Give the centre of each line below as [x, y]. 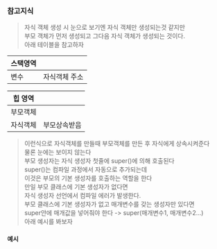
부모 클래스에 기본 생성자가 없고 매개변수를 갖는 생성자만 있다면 [109, 204]
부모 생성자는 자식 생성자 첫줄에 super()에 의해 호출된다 [99, 161]
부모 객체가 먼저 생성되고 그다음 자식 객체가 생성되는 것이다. [105, 36]
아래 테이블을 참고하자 [54, 45]
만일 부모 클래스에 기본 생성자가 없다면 [76, 187]
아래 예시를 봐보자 [48, 222]
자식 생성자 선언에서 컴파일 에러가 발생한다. [83, 196]
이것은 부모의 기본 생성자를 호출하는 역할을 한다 [88, 178]
